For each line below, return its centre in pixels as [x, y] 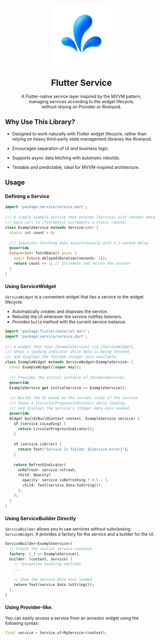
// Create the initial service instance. [52, 549]
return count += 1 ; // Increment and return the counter [72, 264]
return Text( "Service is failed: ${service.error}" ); [73, 449]
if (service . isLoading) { [40, 424]
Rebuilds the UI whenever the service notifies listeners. [67, 316]
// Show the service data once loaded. [54, 580]
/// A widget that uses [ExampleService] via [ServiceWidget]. [70, 347]
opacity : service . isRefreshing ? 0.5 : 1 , [66, 480]
